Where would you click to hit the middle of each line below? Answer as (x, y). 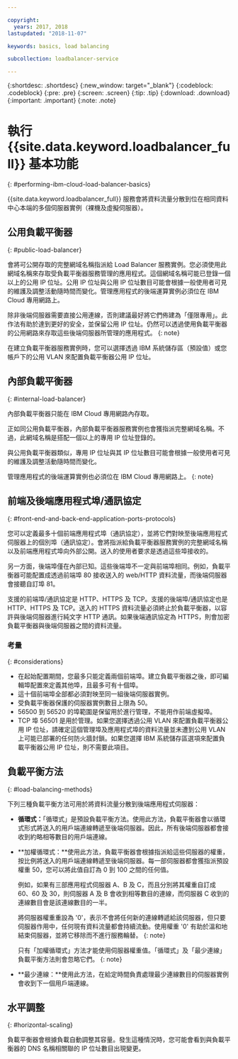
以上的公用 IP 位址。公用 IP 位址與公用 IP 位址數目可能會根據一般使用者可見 (117, 282)
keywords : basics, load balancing (58, 46)
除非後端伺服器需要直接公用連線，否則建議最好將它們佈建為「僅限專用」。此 (118, 315)
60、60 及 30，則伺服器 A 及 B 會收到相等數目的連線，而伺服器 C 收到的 (123, 893)
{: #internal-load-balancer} (47, 399)
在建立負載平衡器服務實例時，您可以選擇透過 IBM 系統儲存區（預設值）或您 (117, 348)
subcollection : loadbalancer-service (63, 59)
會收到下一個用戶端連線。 (55, 983)
